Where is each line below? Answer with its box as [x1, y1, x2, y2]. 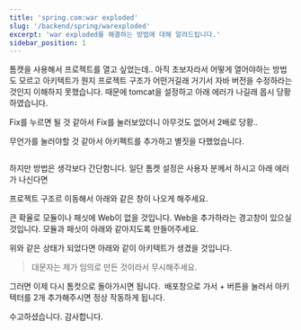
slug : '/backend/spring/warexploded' [9, 22, 151, 31]
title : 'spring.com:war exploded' [9, 13, 139, 22]
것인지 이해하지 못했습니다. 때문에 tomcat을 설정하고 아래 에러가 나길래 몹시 [9, 86, 275, 97]
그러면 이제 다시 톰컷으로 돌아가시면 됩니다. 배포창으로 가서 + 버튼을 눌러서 [9, 281, 273, 292]
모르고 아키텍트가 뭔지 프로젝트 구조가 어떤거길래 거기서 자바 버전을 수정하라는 [18, 76, 293, 86]
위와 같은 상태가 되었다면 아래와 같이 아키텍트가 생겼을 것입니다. [9, 243, 233, 254]
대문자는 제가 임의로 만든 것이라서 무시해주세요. [31, 262, 198, 272]
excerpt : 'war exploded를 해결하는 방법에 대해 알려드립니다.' [9, 30, 221, 39]
